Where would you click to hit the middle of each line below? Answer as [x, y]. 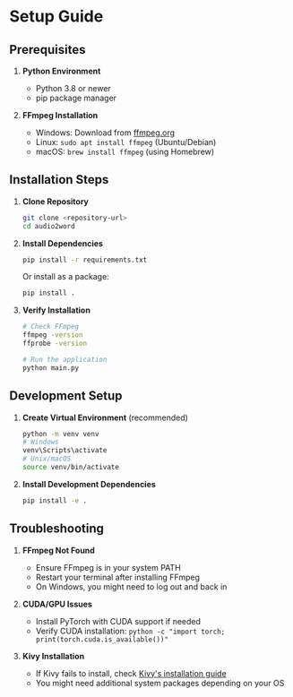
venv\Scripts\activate [65, 451]
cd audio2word [48, 226]
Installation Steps [59, 180]
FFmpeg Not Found [59, 550]
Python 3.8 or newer [73, 88]
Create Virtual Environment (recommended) [105, 417]
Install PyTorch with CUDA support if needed [118, 621]
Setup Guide [56, 17]
